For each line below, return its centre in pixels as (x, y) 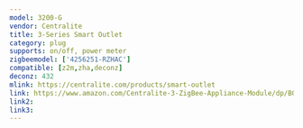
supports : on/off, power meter (68, 51)
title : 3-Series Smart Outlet (66, 34)
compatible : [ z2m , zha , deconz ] (66, 69)
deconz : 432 (32, 77)
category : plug (38, 43)
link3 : (22, 110)
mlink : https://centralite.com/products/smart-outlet (113, 85)
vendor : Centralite (46, 26)
